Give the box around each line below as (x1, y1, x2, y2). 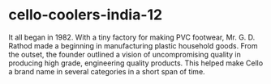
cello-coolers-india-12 (8, 6, 163, 24)
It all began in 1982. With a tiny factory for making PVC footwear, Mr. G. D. (8, 32, 256, 42)
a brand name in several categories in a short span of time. (8, 66, 205, 76)
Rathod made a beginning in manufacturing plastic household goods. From (8, 40, 258, 50)
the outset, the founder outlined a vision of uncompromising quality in (8, 49, 241, 59)
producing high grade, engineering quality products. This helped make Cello (8, 58, 264, 68)
